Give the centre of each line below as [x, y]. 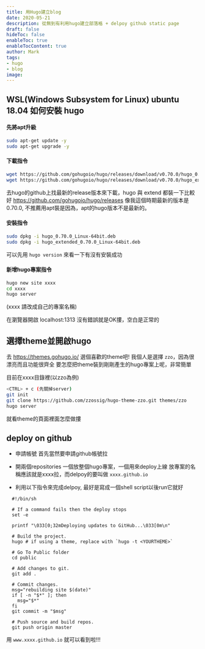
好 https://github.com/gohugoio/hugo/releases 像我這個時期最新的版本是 [98, 200]
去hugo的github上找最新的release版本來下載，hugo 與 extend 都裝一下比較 [101, 192]
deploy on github [39, 438]
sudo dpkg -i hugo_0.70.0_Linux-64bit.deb [61, 236]
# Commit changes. [35, 585]
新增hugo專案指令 [29, 269]
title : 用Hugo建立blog [34, 12]
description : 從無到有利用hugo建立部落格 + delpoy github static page [93, 23]
